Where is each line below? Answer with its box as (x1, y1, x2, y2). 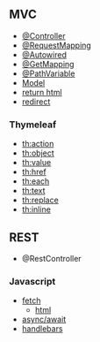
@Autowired (21, 49, 68, 60)
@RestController (21, 253, 82, 263)
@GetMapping (21, 58, 75, 69)
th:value (21, 157, 52, 168)
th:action (21, 139, 54, 149)
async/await (21, 314, 67, 325)
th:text (21, 186, 46, 196)
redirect (21, 96, 51, 107)
